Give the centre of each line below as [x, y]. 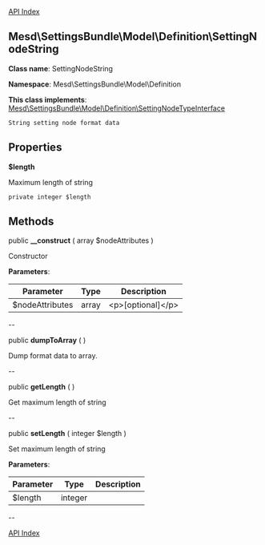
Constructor [28, 256]
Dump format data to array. [53, 356]
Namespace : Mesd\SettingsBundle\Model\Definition [95, 84]
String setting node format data [64, 123]
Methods [31, 222]
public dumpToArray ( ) [47, 341]
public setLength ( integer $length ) [67, 434]
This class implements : [48, 99]
